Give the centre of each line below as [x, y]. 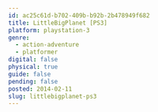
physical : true [33, 67]
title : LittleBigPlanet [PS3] [58, 23]
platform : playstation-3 [49, 30]
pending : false [33, 81]
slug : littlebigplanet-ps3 [53, 96]
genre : [19, 37]
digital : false [33, 60]
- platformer [37, 52]
